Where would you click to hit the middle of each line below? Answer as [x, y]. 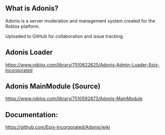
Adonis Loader [29, 53]
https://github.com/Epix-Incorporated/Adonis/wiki [58, 127]
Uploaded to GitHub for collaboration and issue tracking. [65, 36]
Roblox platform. [22, 26]
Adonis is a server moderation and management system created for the [80, 21]
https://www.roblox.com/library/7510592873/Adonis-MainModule [74, 99]
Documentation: [32, 115]
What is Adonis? [32, 8]
